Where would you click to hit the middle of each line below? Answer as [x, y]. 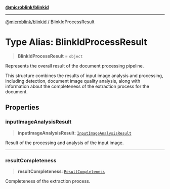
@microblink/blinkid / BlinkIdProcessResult [50, 22]
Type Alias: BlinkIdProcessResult [76, 42]
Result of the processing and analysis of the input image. [65, 143]
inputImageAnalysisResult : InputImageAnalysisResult [74, 133]
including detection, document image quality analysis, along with [73, 81]
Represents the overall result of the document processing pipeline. [75, 66]
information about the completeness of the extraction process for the [77, 86]
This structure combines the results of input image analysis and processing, [84, 76]
